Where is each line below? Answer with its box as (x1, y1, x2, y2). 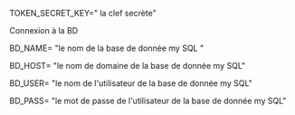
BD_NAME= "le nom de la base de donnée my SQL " (9, 43, 205, 53)
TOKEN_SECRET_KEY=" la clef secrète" (9, 8, 157, 18)
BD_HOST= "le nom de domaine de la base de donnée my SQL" (9, 61, 246, 71)
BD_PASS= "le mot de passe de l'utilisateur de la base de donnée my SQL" (9, 95, 287, 106)
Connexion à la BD (9, 25, 79, 35)
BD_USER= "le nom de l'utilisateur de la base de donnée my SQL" (9, 78, 253, 89)
